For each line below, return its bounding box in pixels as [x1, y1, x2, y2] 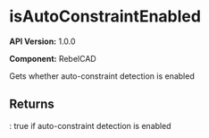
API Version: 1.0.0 [9, 36, 76, 47]
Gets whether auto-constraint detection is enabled [9, 70, 195, 82]
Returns [9, 97, 55, 112]
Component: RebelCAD [9, 53, 96, 64]
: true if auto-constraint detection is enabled [9, 120, 171, 131]
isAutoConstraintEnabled [9, 6, 201, 27]
